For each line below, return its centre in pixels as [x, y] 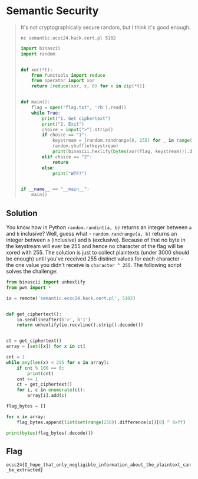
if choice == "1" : [65, 135]
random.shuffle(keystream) [85, 146]
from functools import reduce [68, 75]
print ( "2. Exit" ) [63, 124]
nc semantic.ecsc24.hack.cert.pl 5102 [68, 38]
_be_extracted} [25, 470]
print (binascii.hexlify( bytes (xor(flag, [103, 152]
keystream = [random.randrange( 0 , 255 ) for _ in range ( [122, 141]
